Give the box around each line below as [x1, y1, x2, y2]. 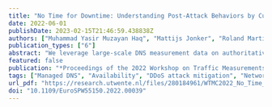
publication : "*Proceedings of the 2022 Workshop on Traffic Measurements [8, 64, 266, 72]
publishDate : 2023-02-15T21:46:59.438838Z [8, 27, 154, 35]
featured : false [8, 57, 63, 65]
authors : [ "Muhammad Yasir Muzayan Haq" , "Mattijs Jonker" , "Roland [8, 34, 244, 43]
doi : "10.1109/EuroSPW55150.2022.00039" [8, 86, 147, 95]
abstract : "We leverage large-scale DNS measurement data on [8, 49, 219, 57]
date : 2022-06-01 [8, 19, 67, 27]
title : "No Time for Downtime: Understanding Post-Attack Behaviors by [8, 11, 255, 20]
